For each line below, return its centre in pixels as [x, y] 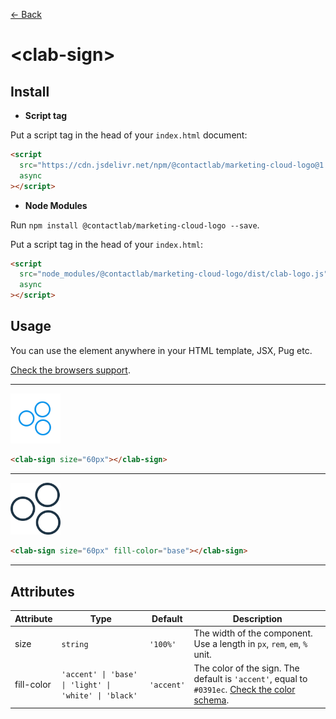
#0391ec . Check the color [244, 690]
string [75, 644]
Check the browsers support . [70, 370]
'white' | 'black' [99, 695]
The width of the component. [253, 633]
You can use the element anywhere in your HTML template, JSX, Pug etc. [161, 350]
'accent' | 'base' [99, 674]
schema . [211, 700]
